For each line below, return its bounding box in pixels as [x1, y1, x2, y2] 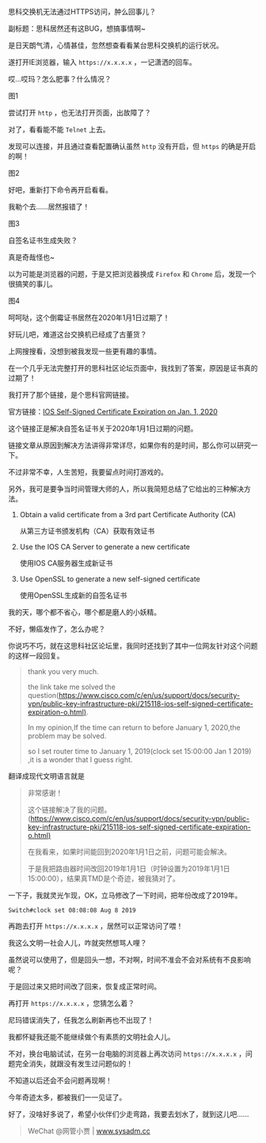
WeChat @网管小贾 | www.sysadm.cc [27, 1126, 150, 1135]
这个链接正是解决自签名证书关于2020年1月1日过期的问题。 [8, 424, 198, 433]
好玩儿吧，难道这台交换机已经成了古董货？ [8, 330, 147, 339]
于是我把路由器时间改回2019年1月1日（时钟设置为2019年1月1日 [27, 864, 231, 873]
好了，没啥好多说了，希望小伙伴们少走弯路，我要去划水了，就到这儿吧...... [8, 1110, 249, 1118]
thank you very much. [27, 667, 99, 676]
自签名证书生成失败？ [8, 236, 78, 245]
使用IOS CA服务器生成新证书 [19, 558, 113, 568]
